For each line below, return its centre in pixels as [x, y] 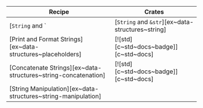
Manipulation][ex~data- [64, 88]
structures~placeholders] [45, 54]
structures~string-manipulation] [55, 96]
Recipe [59, 12]
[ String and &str [138, 22]
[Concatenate [29, 67]
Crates [154, 12]
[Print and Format [34, 39]
